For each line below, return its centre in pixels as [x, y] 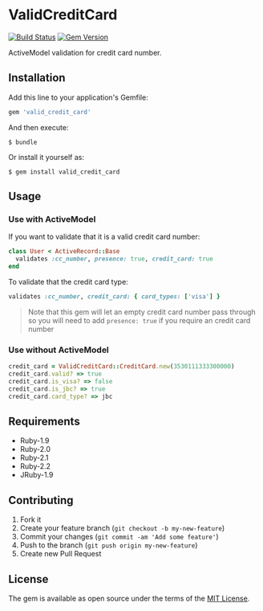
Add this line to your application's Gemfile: [78, 97]
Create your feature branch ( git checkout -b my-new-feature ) [122, 528]
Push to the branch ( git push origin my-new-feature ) [109, 545]
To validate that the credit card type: [68, 281]
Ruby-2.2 [35, 466]
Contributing [41, 500]
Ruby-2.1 [34, 458]
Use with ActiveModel [52, 219]
